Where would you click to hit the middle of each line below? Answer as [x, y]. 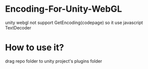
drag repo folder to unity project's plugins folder [54, 61]
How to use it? [35, 48]
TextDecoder [18, 27]
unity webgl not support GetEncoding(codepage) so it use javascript [74, 23]
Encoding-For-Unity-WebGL [64, 9]
